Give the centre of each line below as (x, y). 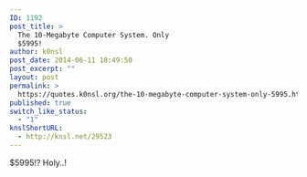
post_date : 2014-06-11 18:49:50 (71, 60)
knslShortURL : (37, 129)
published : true (40, 103)
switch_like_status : (49, 111)
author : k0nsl (37, 52)
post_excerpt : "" (42, 69)
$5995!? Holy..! (38, 162)
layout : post (34, 78)
